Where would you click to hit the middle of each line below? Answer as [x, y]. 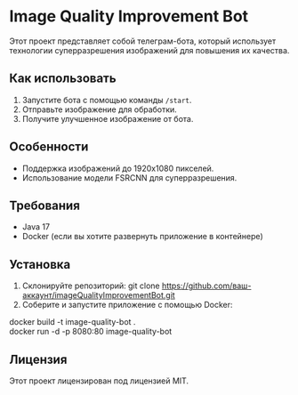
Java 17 [36, 227]
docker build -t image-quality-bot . [72, 322]
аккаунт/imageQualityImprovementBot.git [98, 295]
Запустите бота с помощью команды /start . [107, 100]
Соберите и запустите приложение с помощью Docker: [127, 305]
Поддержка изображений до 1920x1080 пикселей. [118, 168]
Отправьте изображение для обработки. [100, 109]
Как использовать [63, 79]
